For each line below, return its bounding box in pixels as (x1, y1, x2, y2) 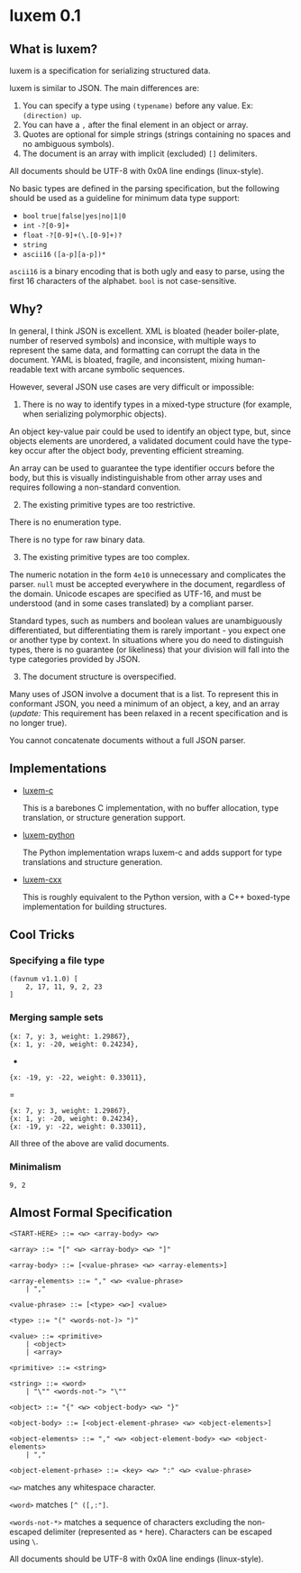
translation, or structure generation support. (22, 812, 187, 823)
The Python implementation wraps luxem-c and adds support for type (22, 847, 282, 858)
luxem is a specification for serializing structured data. (9, 65, 211, 76)
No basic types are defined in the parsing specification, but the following (9, 183, 279, 194)
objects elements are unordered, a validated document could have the (9, 435, 270, 446)
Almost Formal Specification (9, 1205, 173, 1220)
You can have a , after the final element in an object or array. (22, 119, 249, 130)
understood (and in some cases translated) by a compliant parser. (9, 597, 254, 609)
